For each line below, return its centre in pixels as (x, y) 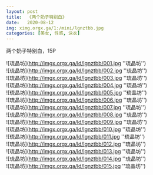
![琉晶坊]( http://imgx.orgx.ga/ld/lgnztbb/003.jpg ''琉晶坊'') (76, 78)
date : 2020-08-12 (30, 22)
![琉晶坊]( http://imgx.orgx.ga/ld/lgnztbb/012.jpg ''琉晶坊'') (76, 144)
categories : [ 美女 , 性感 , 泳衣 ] (43, 33)
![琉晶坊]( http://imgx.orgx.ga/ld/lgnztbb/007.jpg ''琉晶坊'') (76, 107)
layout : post (22, 11)
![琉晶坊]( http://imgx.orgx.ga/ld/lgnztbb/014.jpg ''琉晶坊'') (76, 159)
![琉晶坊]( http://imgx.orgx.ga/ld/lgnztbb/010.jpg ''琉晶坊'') (76, 129)
